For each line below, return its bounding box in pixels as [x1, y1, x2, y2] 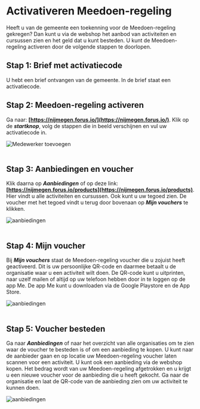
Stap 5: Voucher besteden [6, 323, 106, 334]
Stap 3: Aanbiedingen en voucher [6, 163, 134, 174]
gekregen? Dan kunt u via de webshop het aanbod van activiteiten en [6, 30, 177, 37]
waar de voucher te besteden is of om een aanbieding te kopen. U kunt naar [6, 346, 194, 353]
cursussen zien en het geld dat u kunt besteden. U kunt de [6, 37, 150, 44]
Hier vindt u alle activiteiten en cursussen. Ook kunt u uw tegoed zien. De [6, 193, 187, 200]
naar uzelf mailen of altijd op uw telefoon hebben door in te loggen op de [6, 275, 186, 283]
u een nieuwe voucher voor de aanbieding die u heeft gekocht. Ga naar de [6, 371, 189, 378]
